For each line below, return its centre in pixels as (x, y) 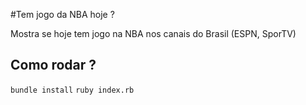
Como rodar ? (53, 65)
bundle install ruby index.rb (72, 90)
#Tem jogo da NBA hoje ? (62, 14)
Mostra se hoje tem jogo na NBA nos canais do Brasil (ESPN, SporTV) (153, 33)
